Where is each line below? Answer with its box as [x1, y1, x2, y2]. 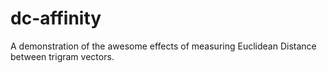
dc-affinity [10, 7, 102, 30]
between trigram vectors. [10, 50, 115, 62]
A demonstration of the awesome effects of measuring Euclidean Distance [10, 40, 317, 52]
